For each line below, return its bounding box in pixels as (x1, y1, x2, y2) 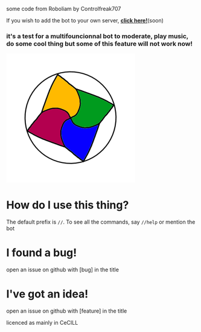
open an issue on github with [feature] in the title (6, 307, 127, 314)
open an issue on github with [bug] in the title (6, 266, 120, 273)
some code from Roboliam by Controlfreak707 (6, 5, 121, 12)
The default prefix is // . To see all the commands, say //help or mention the (6, 218, 196, 226)
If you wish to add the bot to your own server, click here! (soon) (6, 17, 164, 24)
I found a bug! (6, 246, 77, 260)
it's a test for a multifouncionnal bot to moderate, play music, (6, 32, 189, 40)
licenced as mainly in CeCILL (6, 319, 78, 327)
